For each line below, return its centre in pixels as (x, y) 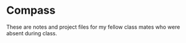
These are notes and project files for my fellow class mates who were (93, 27)
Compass (31, 10)
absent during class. (32, 33)
